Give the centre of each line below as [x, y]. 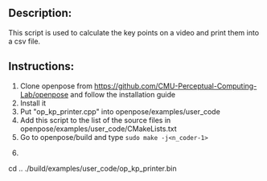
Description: [40, 13]
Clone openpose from [56, 86]
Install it [33, 103]
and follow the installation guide [123, 94]
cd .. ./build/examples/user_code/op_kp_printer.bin [92, 168]
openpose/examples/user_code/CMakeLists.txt [98, 129]
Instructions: [41, 66]
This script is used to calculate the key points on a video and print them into [134, 32]
